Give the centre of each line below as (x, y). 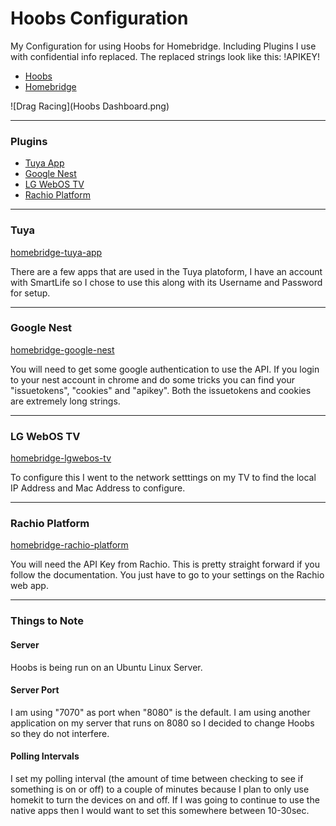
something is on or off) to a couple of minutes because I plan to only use (160, 789)
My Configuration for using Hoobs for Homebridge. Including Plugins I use (163, 46)
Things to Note (47, 621)
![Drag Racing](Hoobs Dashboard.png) (90, 106)
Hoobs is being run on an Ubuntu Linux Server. (106, 667)
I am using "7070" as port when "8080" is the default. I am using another (160, 712)
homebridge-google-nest (62, 349)
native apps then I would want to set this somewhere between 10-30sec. (160, 810)
